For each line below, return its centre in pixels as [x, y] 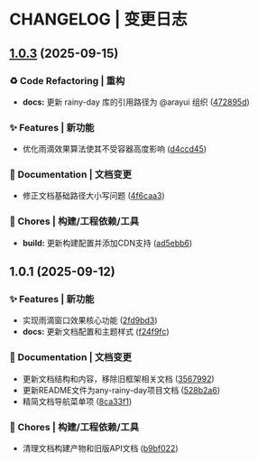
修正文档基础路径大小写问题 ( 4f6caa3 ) [93, 196]
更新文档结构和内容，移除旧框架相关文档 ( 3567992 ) [118, 379]
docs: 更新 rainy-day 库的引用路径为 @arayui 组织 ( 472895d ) [136, 102]
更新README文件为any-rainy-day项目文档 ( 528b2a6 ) [121, 390]
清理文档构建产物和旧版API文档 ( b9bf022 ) [100, 448]
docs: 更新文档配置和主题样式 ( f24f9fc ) [96, 332]
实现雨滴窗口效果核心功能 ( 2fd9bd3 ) [90, 320]
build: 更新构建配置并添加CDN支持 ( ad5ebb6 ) [107, 243]
